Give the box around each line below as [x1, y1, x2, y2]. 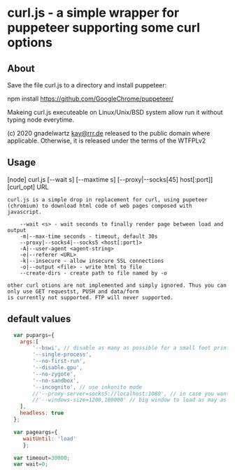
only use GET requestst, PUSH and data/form [7, 288, 139, 295]
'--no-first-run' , [32, 358, 86, 365]
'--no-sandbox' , [32, 377, 80, 384]
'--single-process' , [32, 351, 92, 358]
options [7, 35, 52, 50]
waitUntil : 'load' [22, 435, 77, 442]
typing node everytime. [7, 115, 75, 124]
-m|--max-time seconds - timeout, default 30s [20, 233, 158, 240]
